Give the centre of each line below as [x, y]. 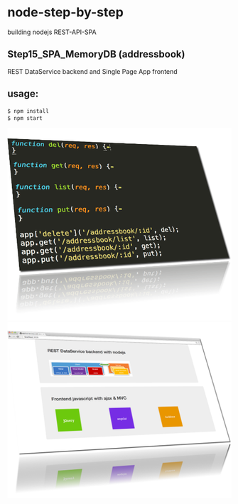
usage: [23, 94]
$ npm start [25, 118]
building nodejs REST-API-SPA [52, 32]
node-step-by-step [66, 12]
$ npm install [28, 111]
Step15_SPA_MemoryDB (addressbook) [96, 54]
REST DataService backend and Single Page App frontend [92, 71]
